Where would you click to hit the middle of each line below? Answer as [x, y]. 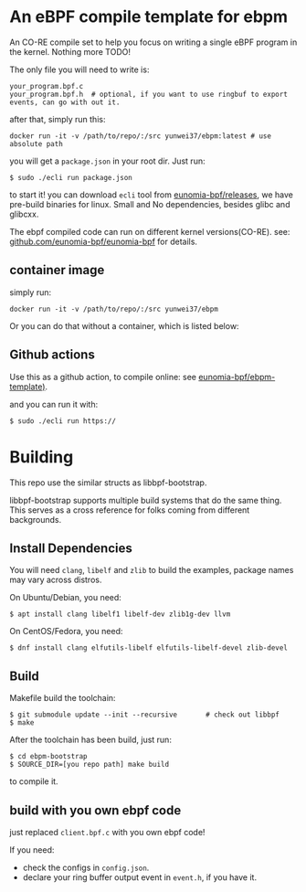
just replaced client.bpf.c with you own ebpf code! [107, 832]
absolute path [37, 143]
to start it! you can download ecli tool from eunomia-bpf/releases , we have [152, 195]
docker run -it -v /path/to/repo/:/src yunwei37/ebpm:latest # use [141, 136]
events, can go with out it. [65, 102]
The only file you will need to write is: [79, 69]
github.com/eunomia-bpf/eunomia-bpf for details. [104, 241]
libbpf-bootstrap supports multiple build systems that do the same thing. [146, 500]
